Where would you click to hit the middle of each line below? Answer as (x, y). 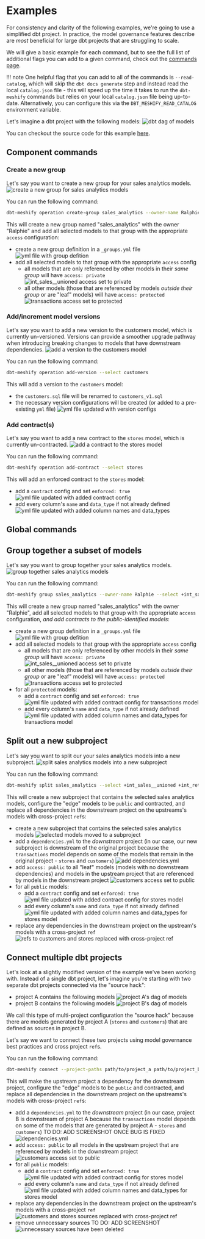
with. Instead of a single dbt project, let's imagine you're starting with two (99, 979)
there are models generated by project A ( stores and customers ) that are (97, 1022)
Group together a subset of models (74, 550)
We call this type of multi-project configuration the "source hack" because (100, 1015)
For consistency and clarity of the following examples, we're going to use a (101, 27)
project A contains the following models (65, 997)
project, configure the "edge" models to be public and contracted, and (95, 1088)
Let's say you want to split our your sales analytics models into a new (93, 756)
